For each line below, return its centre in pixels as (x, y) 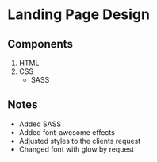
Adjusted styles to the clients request (80, 141)
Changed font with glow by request (77, 149)
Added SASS (40, 124)
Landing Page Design (78, 15)
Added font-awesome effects (67, 132)
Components (40, 44)
